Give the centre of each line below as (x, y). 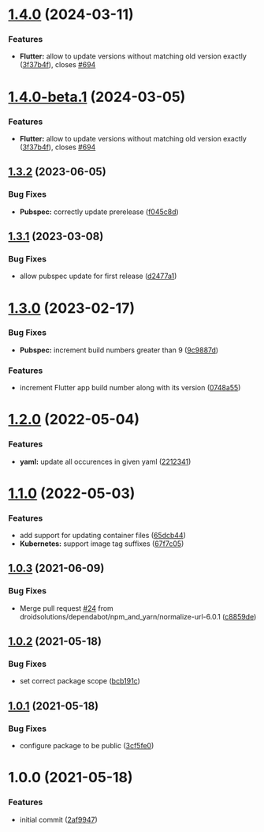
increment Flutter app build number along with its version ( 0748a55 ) (130, 388)
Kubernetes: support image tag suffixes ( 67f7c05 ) (102, 544)
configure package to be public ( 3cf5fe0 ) (87, 746)
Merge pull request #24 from (67, 608)
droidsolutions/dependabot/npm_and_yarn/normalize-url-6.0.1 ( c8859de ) (138, 616)
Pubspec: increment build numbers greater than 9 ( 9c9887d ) (119, 350)
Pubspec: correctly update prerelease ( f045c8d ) (99, 212)
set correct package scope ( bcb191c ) (80, 681)
